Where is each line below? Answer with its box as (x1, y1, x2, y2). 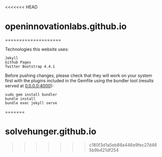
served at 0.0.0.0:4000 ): (5, 83, 54, 88)
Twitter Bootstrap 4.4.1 (5, 64, 55, 69)
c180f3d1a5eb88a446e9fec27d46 (89, 142, 157, 148)
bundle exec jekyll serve (5, 100, 57, 105)
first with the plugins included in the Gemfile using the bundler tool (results (5, 77, 154, 84)
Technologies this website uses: (5, 46, 69, 52)
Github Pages (5, 60, 31, 65)
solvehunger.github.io (5, 126, 97, 137)
